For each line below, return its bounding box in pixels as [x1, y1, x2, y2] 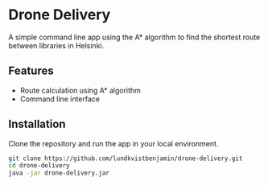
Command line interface [19, 94, 101, 104]
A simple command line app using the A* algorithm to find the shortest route [8, 32, 261, 42]
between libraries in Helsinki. [8, 40, 105, 50]
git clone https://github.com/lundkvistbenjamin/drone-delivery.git [8, 154, 243, 162]
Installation [8, 117, 66, 131]
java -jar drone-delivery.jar [8, 169, 110, 178]
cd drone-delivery [8, 162, 70, 170]
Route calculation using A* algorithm [19, 85, 141, 95]
